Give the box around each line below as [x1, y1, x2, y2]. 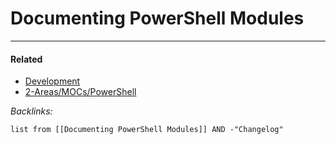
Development [24, 75, 81, 87]
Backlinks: [10, 105, 53, 117]
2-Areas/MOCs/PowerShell [24, 86, 137, 98]
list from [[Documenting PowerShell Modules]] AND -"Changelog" [10, 125, 284, 135]
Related [10, 53, 43, 65]
